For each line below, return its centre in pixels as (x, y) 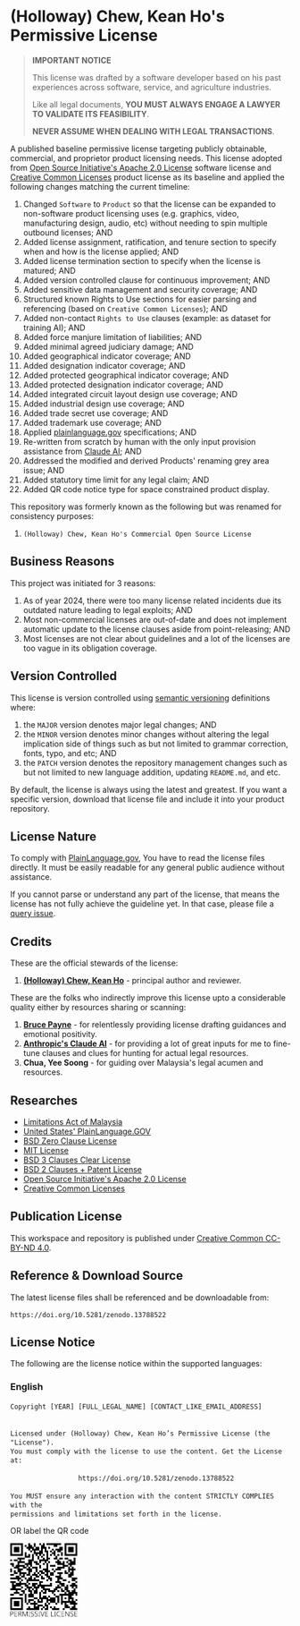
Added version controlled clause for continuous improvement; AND (146, 280)
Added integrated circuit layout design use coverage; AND (130, 394)
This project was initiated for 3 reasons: (83, 583)
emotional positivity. (60, 1034)
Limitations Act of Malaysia (73, 1122)
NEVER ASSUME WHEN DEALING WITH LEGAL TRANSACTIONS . (153, 131)
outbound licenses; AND (68, 232)
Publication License (67, 1217)
